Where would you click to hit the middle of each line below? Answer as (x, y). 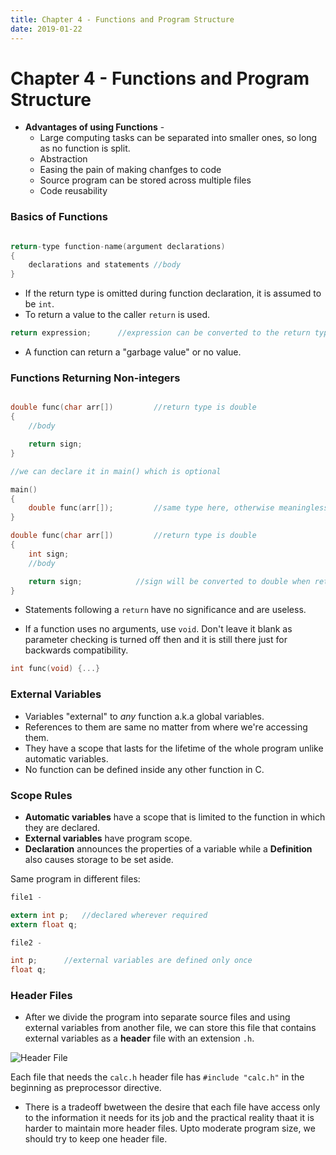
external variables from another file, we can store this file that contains (170, 1028)
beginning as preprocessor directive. (86, 1088)
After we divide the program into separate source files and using (157, 1017)
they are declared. (62, 827)
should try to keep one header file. (96, 1139)
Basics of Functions (59, 217)
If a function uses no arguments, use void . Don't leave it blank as (158, 629)
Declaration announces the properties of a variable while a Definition (168, 848)
